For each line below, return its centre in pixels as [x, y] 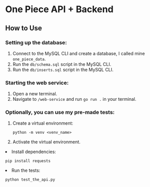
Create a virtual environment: [43, 123]
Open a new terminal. [35, 94]
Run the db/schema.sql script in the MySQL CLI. [62, 64]
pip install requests [28, 161]
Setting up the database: [36, 43]
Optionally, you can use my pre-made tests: [60, 113]
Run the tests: [26, 170]
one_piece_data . [29, 59]
